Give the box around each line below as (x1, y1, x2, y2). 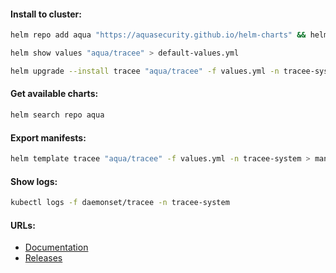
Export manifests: (10, 131, 87, 144)
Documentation (24, 241, 89, 254)
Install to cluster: (10, 8, 82, 20)
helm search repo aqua (10, 110, 105, 120)
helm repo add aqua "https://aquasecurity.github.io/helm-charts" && (10, 30, 307, 40)
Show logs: (10, 175, 58, 187)
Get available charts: (10, 88, 99, 100)
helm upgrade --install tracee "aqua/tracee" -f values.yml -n (10, 66, 280, 76)
